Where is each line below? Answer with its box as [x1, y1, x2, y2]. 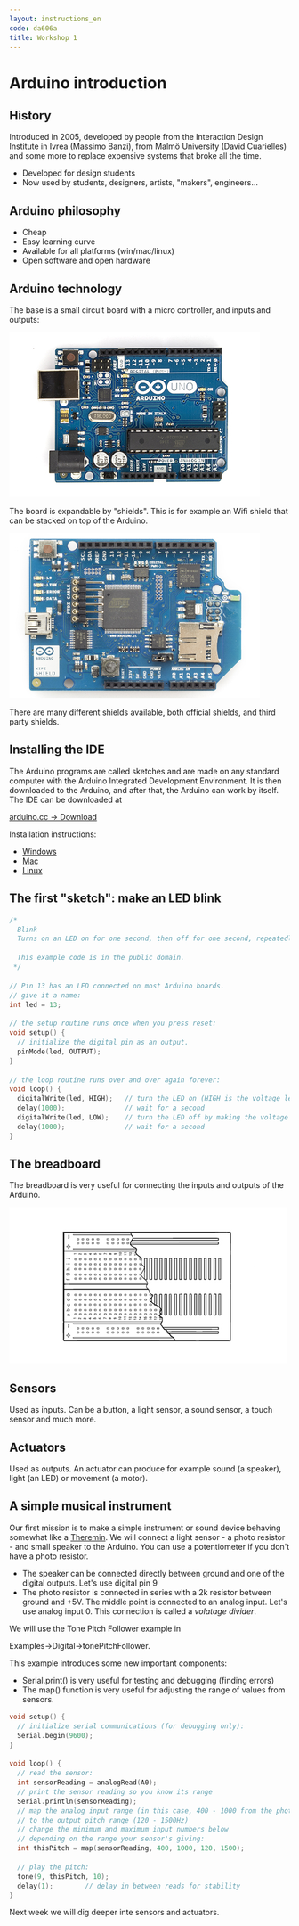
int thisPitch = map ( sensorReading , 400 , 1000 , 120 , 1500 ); [17, 1844, 245, 1853]
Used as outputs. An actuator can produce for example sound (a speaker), [9, 1463, 282, 1474]
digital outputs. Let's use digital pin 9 [21, 1578, 158, 1588]
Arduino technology [9, 281, 123, 296]
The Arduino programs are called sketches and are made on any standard [9, 766, 279, 776]
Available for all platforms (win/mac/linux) [21, 246, 175, 257]
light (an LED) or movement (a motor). [9, 1473, 149, 1484]
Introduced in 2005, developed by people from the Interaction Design [9, 132, 263, 143]
